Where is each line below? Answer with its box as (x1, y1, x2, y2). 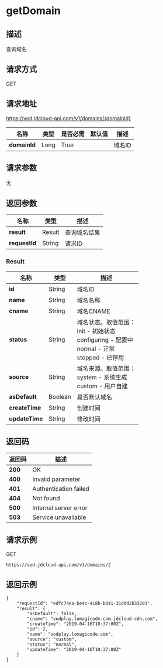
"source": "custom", (27, 636, 77, 642)
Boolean (48, 392, 72, 401)
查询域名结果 (65, 229, 100, 237)
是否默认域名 (77, 393, 113, 401)
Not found (32, 494, 60, 503)
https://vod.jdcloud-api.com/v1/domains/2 (6, 562, 111, 568)
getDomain (6, 4, 61, 18)
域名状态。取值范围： (77, 318, 136, 326)
